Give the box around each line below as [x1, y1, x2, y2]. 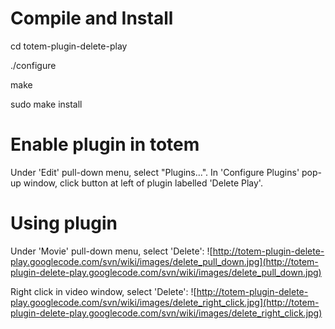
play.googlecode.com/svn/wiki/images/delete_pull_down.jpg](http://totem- [10, 255, 319, 267]
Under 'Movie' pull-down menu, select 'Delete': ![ [10, 245, 213, 257]
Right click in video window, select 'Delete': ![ [10, 285, 197, 297]
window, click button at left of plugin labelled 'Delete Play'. [23, 177, 263, 189]
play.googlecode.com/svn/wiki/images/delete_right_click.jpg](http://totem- [10, 296, 320, 308]
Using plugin [10, 212, 118, 235]
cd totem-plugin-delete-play [10, 40, 128, 52]
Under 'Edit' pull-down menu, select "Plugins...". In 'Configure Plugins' [10, 166, 300, 178]
